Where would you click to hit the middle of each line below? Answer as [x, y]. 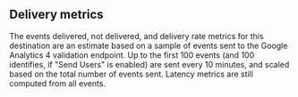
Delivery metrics [57, 15]
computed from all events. [57, 83]
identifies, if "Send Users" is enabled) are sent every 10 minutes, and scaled [149, 64]
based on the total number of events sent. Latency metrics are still [131, 74]
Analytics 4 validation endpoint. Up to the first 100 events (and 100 [132, 55]
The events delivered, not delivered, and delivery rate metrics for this [136, 36]
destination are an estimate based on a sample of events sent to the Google [149, 45]
